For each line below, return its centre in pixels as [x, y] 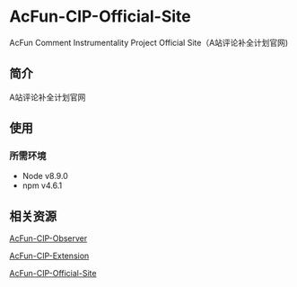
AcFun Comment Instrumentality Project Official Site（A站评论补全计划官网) [149, 42]
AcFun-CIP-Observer [48, 238]
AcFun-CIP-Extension [49, 256]
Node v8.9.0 [45, 176]
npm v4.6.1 [42, 185]
